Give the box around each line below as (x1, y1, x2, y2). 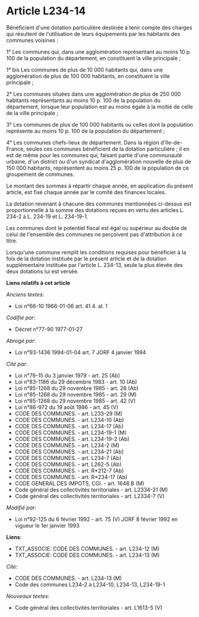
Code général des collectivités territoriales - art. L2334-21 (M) (14, 486, 169, 493)
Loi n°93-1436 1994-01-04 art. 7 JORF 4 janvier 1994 (14, 348, 146, 356)
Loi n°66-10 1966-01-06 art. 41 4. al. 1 (14, 302, 108, 309)
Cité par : (6, 360, 28, 367)
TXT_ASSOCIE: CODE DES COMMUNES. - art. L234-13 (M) (14, 551, 160, 558)
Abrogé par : (6, 337, 36, 344)
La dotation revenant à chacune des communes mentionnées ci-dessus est (6, 200, 192, 207)
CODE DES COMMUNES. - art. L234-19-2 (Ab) (14, 435, 130, 443)
